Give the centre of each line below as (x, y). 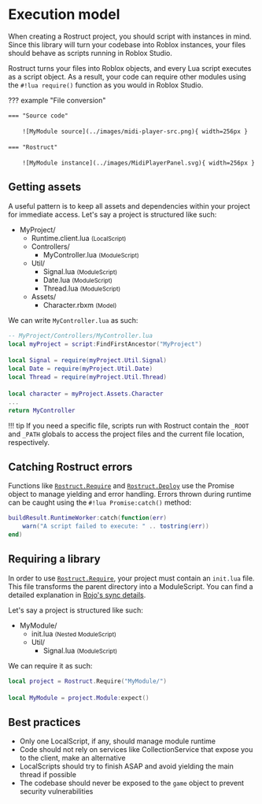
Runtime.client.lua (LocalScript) (79, 238)
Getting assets (44, 187)
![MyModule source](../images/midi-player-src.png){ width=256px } (135, 132)
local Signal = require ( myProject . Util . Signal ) (88, 361)
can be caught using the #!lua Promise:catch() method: (100, 502)
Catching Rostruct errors (70, 467)
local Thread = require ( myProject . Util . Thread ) (88, 377)
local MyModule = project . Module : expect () (79, 698)
